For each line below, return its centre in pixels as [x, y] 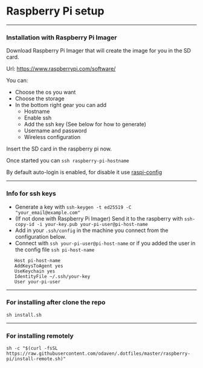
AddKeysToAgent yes [39, 266]
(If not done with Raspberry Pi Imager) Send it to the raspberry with [99, 218]
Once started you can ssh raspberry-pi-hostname [68, 161]
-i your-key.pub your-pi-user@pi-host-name [92, 224]
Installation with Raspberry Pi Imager [62, 37]
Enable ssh [38, 118]
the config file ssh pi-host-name [55, 250]
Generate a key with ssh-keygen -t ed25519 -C [73, 207]
